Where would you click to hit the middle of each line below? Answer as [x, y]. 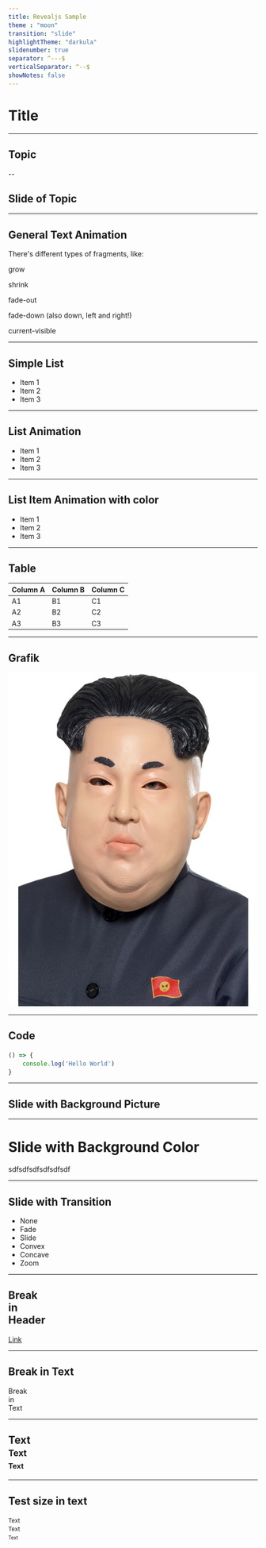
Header [27, 1321]
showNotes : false [37, 75]
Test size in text [48, 1501]
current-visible [32, 331]
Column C [108, 589]
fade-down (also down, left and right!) [70, 316]
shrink [19, 285]
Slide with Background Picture [84, 1104]
